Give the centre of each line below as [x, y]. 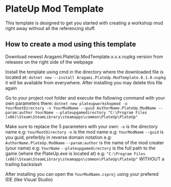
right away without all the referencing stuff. [51, 28]
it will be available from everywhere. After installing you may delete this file [84, 82]
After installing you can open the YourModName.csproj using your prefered [82, 174]
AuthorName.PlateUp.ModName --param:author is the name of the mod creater [85, 142]
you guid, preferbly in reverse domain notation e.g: [59, 137]
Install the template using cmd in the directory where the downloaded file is [84, 72]
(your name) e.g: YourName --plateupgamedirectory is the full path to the [80, 148]
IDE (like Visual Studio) [29, 179]
